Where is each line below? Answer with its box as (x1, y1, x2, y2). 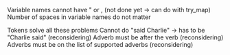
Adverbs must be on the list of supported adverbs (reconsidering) (7, 41, 194, 48)
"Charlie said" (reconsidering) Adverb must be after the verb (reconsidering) (7, 33, 224, 41)
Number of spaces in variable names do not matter (7, 13, 151, 21)
